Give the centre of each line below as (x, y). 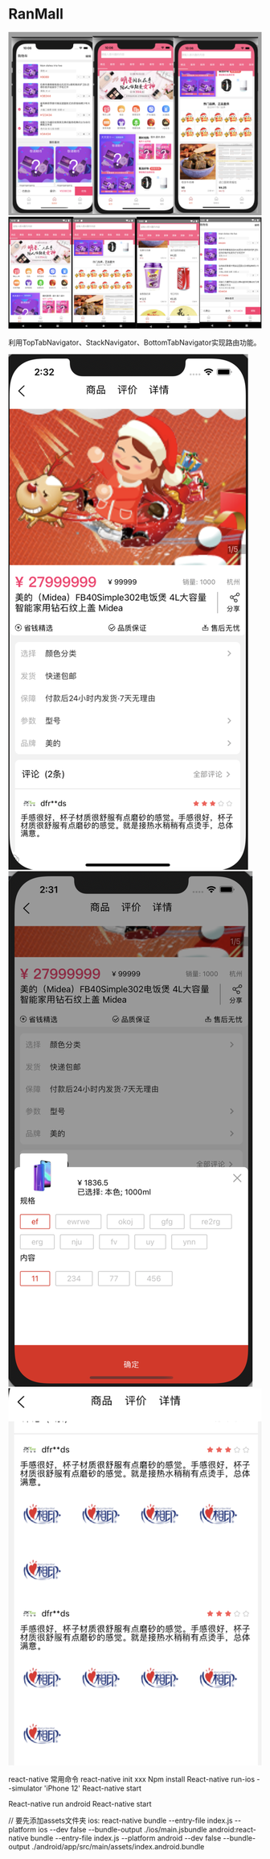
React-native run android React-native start (80, 1804)
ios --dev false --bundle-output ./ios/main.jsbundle (122, 1830)
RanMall (36, 14)
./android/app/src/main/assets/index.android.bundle (118, 1847)
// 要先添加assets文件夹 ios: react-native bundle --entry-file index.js (121, 1820)
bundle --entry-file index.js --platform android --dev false (126, 1838)
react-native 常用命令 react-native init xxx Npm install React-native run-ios (132, 1779)
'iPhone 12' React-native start (93, 1788)
